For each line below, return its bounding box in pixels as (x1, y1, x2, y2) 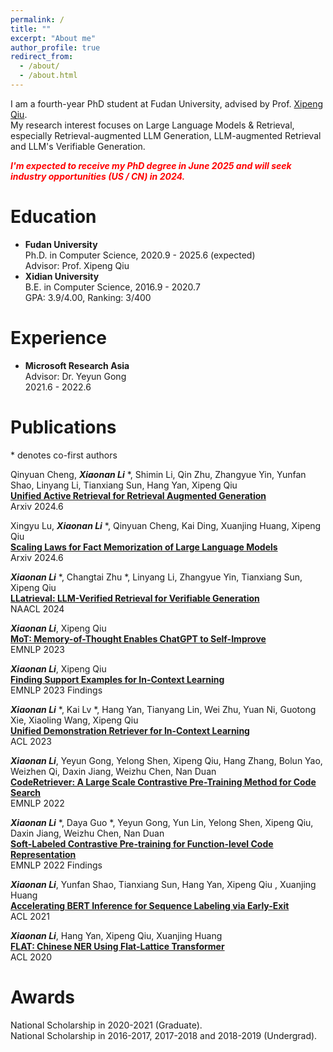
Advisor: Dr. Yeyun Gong (24, 370, 127, 382)
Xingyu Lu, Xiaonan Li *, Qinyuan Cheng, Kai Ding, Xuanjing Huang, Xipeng (10, 519, 322, 531)
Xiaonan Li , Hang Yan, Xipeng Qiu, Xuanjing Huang (10, 929, 223, 941)
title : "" (10, 24, 52, 34)
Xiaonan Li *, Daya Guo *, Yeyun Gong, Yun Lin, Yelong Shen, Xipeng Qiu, (10, 816, 314, 828)
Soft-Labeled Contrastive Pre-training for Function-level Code (10, 837, 274, 850)
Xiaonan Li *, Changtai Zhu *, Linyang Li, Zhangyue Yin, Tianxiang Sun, (10, 571, 303, 583)
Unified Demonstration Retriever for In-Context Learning (10, 724, 250, 736)
